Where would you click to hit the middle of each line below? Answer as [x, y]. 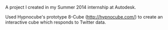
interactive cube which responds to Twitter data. [56, 22]
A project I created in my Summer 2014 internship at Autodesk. [71, 7]
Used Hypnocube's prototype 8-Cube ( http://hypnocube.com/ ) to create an [84, 17]
